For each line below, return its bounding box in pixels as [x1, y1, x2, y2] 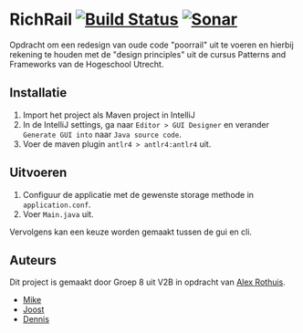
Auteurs [9, 252, 57, 268]
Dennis [22, 314, 50, 325]
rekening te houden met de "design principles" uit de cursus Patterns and [9, 48, 287, 59]
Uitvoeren [9, 165, 68, 181]
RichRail [9, 9, 73, 30]
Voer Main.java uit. [22, 208, 94, 219]
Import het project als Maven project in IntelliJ [22, 109, 196, 120]
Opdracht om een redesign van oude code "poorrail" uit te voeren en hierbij [9, 39, 294, 50]
